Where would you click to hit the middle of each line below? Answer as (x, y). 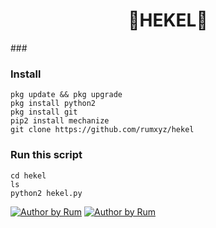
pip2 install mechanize (60, 121)
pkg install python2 (53, 104)
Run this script (46, 155)
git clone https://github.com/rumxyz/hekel (102, 130)
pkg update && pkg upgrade (66, 95)
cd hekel (28, 175)
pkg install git (44, 112)
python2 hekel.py (46, 193)
